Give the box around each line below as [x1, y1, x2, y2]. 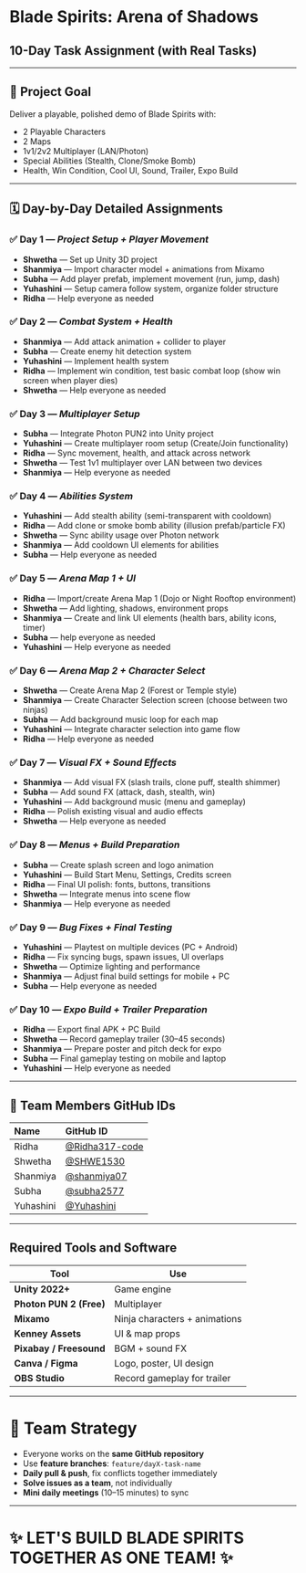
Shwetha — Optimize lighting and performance [22, 960, 200, 971]
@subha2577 [65, 1184, 125, 1197]
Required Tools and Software [9, 1240, 178, 1256]
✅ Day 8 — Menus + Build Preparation [9, 838, 180, 851]
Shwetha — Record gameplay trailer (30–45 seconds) [22, 1033, 226, 1044]
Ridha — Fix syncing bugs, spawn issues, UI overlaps [22, 951, 225, 962]
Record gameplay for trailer [113, 1371, 231, 1384]
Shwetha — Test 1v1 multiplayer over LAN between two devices [22, 457, 262, 468]
